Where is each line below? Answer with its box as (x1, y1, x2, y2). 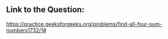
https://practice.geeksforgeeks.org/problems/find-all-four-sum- (6, 20, 163, 27)
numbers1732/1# (6, 27, 47, 34)
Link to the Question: (6, 5, 85, 15)
